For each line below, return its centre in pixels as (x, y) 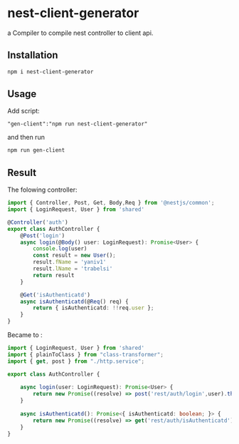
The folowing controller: (42, 190)
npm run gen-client (36, 150)
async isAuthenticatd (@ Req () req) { (75, 301)
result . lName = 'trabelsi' (73, 269)
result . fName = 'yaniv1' (70, 262)
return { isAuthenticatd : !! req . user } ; (94, 308)
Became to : (25, 335)
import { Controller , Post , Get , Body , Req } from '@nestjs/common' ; (111, 203)
